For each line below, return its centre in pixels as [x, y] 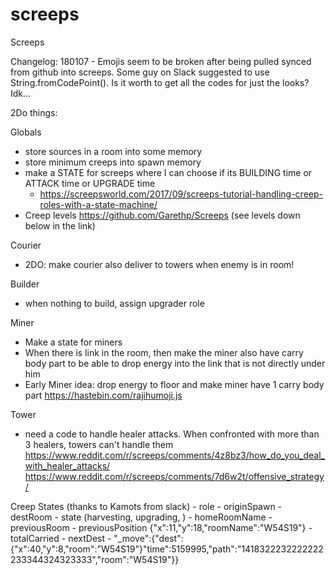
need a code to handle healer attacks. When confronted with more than [172, 434]
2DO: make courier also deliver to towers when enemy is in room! [159, 264]
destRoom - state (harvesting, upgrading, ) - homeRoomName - [141, 517]
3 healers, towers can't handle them [99, 444]
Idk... [21, 93]
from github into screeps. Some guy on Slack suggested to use [140, 72]
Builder [25, 284]
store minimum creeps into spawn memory [113, 162]
